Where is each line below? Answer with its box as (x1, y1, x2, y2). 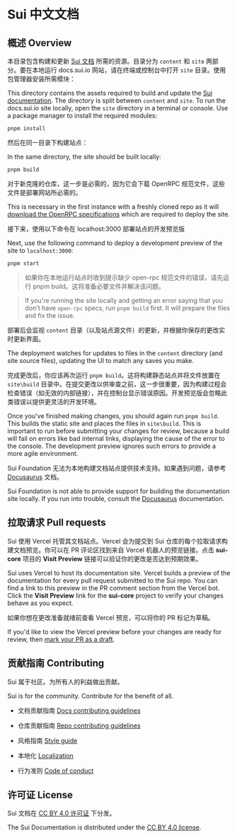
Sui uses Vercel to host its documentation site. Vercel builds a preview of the (7, 568, 231, 577)
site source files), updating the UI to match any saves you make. (7, 357, 195, 365)
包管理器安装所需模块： (7, 75, 76, 83)
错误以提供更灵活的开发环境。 (13, 398, 100, 406)
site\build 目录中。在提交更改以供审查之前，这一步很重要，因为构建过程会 (7, 380, 227, 388)
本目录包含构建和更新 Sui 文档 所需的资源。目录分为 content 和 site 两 (7, 57, 212, 65)
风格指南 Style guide (17, 736, 78, 745)
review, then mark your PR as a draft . (7, 635, 115, 643)
